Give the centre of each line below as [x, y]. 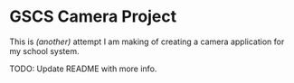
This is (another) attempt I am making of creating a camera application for [147, 41]
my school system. [44, 51]
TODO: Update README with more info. [83, 69]
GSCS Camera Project [93, 17]
